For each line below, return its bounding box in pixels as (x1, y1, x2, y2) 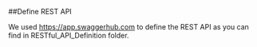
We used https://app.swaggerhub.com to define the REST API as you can (8, 22, 250, 31)
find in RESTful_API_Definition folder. (8, 31, 129, 40)
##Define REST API (8, 7, 72, 16)
